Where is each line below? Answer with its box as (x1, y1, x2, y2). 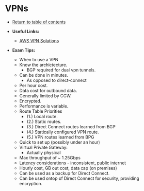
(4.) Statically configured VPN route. (26, 129, 99, 135)
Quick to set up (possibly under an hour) (19, 139, 100, 145)
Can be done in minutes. (19, 72, 68, 78)
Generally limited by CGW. (19, 93, 72, 99)
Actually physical (26, 149, 61, 156)
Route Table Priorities (19, 108, 63, 114)
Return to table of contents (12, 19, 66, 25)
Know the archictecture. (19, 62, 68, 68)
